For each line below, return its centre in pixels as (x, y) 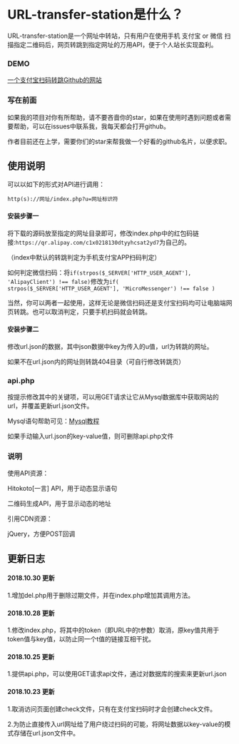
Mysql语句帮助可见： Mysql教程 (54, 421)
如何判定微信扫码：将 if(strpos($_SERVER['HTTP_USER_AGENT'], (100, 272)
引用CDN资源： (30, 519)
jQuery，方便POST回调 (41, 534)
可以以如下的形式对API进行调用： (56, 184)
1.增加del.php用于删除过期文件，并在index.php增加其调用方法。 (101, 595)
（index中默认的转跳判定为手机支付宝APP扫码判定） (84, 257)
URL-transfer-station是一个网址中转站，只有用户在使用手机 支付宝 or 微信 (115, 36)
